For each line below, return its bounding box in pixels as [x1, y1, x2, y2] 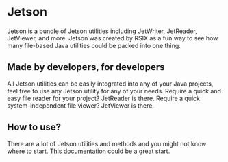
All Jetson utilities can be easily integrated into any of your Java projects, [7, 80, 214, 88]
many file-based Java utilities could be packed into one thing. [7, 41, 181, 49]
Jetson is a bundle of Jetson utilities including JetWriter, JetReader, [7, 27, 197, 35]
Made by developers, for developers [7, 61, 166, 73]
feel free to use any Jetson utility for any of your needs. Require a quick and [7, 86, 221, 95]
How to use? [7, 121, 62, 133]
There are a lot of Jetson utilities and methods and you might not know [7, 139, 207, 148]
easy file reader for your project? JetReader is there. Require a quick [7, 94, 201, 102]
